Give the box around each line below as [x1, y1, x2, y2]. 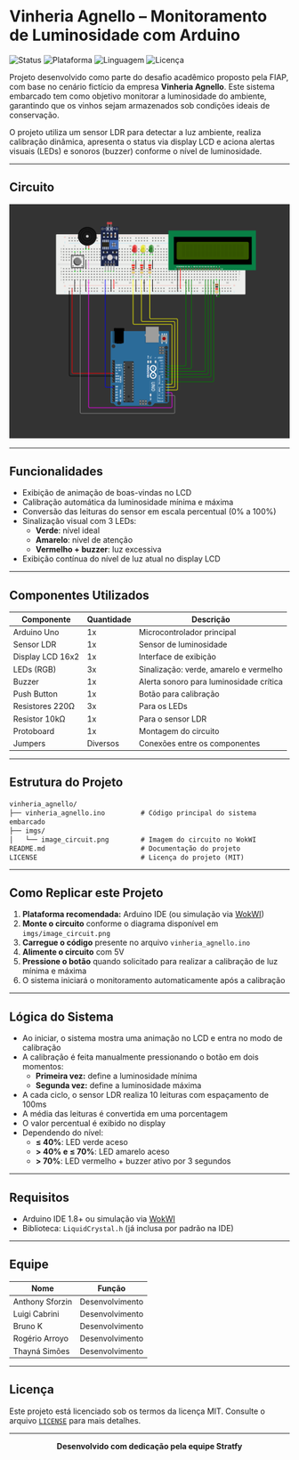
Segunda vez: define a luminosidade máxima [35, 1080, 202, 1091]
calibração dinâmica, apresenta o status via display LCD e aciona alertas [9, 136, 276, 147]
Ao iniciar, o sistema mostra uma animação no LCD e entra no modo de [21, 1033, 283, 1044]
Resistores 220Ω [12, 701, 76, 712]
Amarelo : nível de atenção [35, 535, 133, 545]
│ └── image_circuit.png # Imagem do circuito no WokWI [9, 835, 256, 844]
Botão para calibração [139, 689, 220, 699]
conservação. [9, 109, 60, 120]
